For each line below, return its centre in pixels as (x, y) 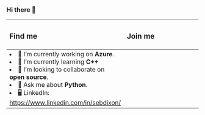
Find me (23, 36)
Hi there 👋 (21, 10)
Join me (141, 36)
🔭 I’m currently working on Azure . (66, 54)
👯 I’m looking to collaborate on (61, 70)
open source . (29, 77)
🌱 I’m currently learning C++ (58, 62)
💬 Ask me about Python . (53, 85)
